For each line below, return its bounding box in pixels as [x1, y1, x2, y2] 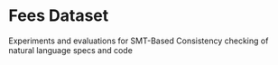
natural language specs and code [8, 44, 133, 55]
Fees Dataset [8, 5, 109, 26]
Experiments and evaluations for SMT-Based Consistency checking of [8, 35, 269, 46]
